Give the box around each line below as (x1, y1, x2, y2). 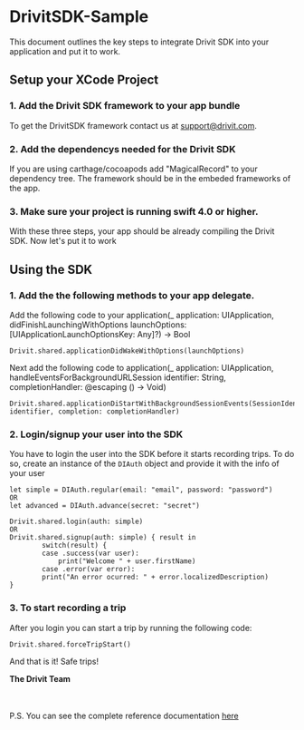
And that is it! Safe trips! (9, 656, 100, 667)
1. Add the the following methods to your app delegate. (9, 288, 255, 301)
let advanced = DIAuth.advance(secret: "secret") (9, 501, 201, 511)
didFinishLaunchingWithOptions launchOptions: (9, 319, 187, 330)
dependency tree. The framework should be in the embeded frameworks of (9, 172, 291, 183)
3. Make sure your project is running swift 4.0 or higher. (9, 205, 260, 218)
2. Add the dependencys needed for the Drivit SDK (9, 142, 236, 155)
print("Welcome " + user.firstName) (57, 557, 196, 566)
